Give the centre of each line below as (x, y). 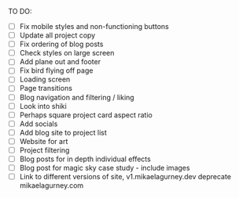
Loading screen (45, 79)
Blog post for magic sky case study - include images (105, 168)
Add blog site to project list (63, 132)
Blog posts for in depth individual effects (85, 159)
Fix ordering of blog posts (61, 44)
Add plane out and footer (60, 62)
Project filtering (44, 150)
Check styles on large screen (67, 53)
